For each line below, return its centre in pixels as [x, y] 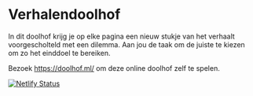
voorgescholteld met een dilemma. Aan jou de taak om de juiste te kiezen [126, 44]
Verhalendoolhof [64, 15]
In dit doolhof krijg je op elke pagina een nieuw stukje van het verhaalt [122, 36]
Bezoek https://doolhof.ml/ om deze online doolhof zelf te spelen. [114, 68]
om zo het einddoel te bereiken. [59, 53]
